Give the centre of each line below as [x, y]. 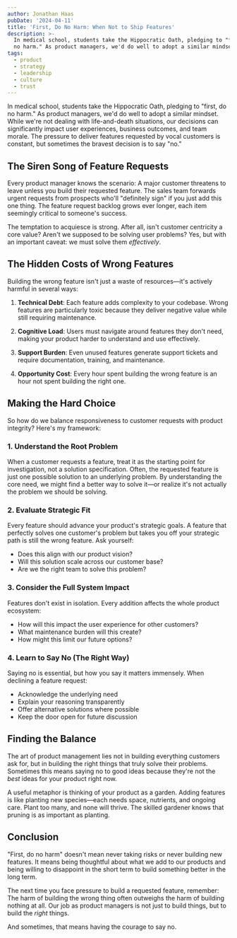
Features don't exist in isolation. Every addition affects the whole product [114, 603]
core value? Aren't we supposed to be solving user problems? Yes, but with [117, 235]
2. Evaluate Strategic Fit [49, 510]
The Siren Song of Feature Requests [88, 166]
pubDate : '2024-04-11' [41, 21]
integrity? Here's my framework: [54, 428]
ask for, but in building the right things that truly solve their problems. [108, 763]
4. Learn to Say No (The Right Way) [68, 657]
